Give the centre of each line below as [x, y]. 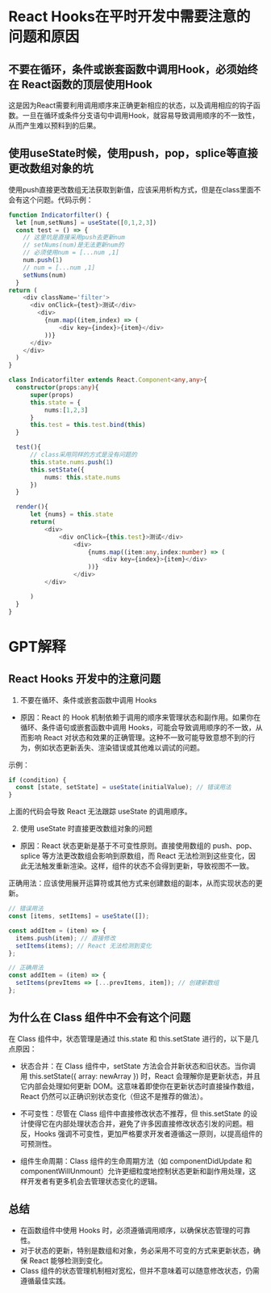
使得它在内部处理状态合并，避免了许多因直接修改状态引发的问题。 [137, 1123]
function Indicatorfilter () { [59, 215]
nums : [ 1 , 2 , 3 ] [66, 410]
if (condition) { [38, 780]
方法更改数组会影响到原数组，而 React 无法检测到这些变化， [149, 856]
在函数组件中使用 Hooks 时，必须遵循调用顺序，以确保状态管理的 [128, 1230]
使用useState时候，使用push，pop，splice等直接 [133, 153]
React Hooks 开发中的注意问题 [85, 679]
